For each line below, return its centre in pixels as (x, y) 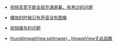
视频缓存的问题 (25, 28)
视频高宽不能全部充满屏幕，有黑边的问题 (51, 7)
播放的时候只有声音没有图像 (38, 18)
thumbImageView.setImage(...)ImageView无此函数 (61, 38)
